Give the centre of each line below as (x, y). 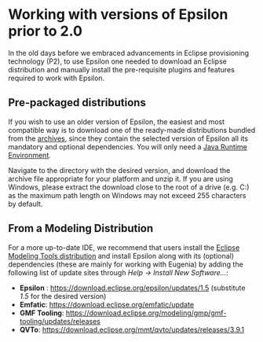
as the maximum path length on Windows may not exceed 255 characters (127, 195)
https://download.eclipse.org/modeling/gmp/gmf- (146, 313)
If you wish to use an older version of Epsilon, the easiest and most (117, 121)
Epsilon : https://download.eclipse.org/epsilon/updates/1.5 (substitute (132, 288)
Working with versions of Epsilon (118, 15)
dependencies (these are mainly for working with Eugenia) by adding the (126, 264)
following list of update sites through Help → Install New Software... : (119, 272)
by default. (26, 204)
